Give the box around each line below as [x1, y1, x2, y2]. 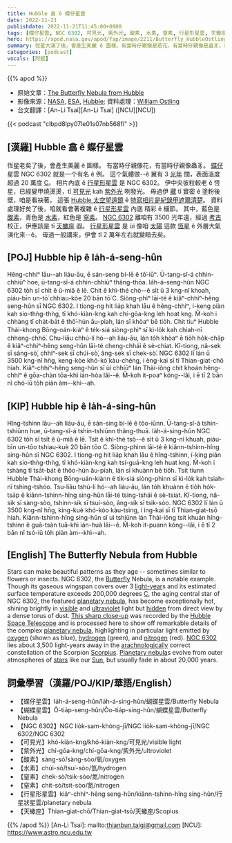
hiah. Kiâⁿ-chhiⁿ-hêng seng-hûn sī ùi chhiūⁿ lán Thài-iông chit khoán [7, 364, 202, 372]
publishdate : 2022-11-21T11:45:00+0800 [7, 23, 122, 30]
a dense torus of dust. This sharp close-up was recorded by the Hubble [7, 612, 211, 619]
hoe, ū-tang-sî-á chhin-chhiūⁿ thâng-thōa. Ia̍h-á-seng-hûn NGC [27, 278, 209, 287]
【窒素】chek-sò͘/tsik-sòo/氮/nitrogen [17, 772, 124, 781]
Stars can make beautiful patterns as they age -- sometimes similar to [7, 568, 206, 575]
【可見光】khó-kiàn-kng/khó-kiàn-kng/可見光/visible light [17, 738, 182, 746]
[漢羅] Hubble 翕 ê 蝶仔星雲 [7, 141, 124, 153]
